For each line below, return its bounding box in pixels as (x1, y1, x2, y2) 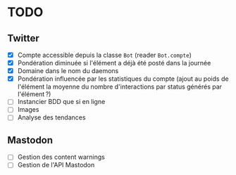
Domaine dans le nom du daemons (17, 67, 119, 75)
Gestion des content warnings (17, 153, 106, 162)
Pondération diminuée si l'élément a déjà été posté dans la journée (17, 59, 211, 67)
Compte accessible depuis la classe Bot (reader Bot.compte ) (17, 51, 192, 59)
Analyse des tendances (17, 113, 86, 122)
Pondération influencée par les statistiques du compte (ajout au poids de (17, 74, 229, 83)
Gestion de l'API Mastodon (17, 161, 95, 169)
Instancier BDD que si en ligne (17, 98, 106, 106)
